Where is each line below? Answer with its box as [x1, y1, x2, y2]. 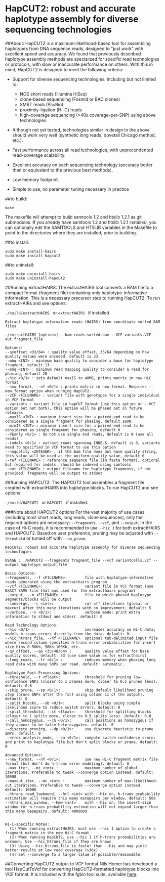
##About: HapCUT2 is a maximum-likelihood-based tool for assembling [5, 40, 151, 46]
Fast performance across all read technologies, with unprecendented [12, 147, 153, 153]
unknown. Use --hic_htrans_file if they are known [5, 839, 112, 844]
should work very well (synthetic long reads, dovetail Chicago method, [12, 132, 156, 138]
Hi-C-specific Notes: [5, 822, 50, 827]
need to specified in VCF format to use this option [5, 444, 116, 450]
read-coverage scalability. [12, 152, 66, 158]
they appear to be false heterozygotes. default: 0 [5, 722, 114, 727]
